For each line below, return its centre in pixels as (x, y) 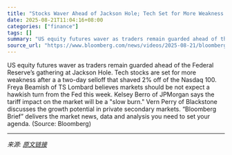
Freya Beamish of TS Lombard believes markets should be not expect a (109, 87)
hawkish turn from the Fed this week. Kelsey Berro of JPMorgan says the (111, 94)
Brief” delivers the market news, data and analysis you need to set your (109, 116)
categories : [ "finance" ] (43, 26)
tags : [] (20, 33)
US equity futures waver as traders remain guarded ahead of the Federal (110, 65)
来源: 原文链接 (27, 144)
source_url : (24, 45)
